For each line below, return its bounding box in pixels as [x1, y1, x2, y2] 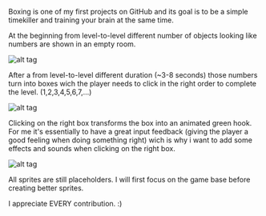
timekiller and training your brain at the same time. [8, 15, 174, 25]
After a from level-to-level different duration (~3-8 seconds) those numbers [8, 70, 258, 79]
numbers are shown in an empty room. [8, 39, 136, 49]
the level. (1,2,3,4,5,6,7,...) [8, 87, 92, 97]
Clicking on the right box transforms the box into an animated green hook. [8, 118, 252, 127]
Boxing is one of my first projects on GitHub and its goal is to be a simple [8, 7, 248, 16]
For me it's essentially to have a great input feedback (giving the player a [8, 127, 248, 136]
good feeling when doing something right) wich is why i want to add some [8, 135, 252, 145]
